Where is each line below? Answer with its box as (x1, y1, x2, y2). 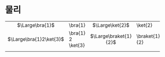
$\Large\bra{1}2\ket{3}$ (7, 36, 64, 42)
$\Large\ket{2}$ (92, 21, 130, 28)
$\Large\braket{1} (90, 33, 132, 39)
